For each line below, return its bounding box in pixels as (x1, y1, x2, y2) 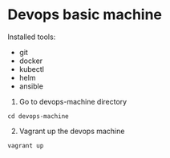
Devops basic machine (7, 6, 162, 24)
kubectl (18, 64, 45, 73)
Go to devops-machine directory (18, 97, 127, 106)
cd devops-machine (7, 112, 69, 120)
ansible (18, 81, 43, 91)
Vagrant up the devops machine (18, 126, 125, 136)
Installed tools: (7, 32, 56, 41)
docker (18, 56, 43, 65)
